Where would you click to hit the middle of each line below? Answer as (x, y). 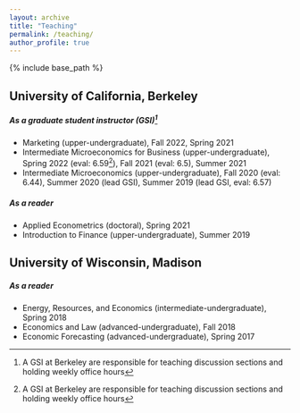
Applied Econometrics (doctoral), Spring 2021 (106, 225)
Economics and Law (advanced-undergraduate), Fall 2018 (129, 327)
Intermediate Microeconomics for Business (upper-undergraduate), (146, 152)
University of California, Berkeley (104, 96)
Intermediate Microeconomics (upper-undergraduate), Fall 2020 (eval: (151, 173)
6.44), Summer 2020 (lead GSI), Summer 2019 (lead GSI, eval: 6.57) (147, 182)
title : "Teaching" (43, 26)
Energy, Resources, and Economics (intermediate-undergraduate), (144, 308)
